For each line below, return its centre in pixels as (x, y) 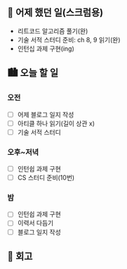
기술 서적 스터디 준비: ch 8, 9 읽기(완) (69, 39)
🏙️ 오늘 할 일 (33, 73)
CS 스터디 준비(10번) (46, 177)
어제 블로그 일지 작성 (46, 114)
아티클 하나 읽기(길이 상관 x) (56, 123)
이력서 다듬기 (35, 223)
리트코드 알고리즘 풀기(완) (53, 31)
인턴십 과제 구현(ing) (46, 49)
